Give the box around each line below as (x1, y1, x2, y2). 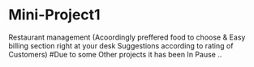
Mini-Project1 (8, 6, 101, 24)
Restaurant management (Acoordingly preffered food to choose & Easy (8, 32, 246, 42)
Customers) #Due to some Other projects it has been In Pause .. (8, 49, 222, 59)
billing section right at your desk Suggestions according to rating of (8, 40, 234, 50)
